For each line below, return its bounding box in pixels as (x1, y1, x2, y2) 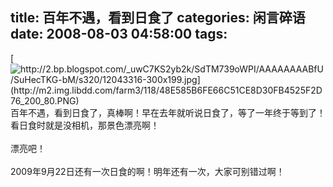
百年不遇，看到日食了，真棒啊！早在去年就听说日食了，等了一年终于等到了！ (10, 106, 326, 118)
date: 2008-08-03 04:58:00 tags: (10, 26, 228, 43)
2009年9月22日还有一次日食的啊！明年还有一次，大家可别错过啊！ (10, 165, 285, 177)
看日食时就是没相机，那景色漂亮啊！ (10, 119, 160, 131)
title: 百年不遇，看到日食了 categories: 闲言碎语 (10, 9, 306, 27)
